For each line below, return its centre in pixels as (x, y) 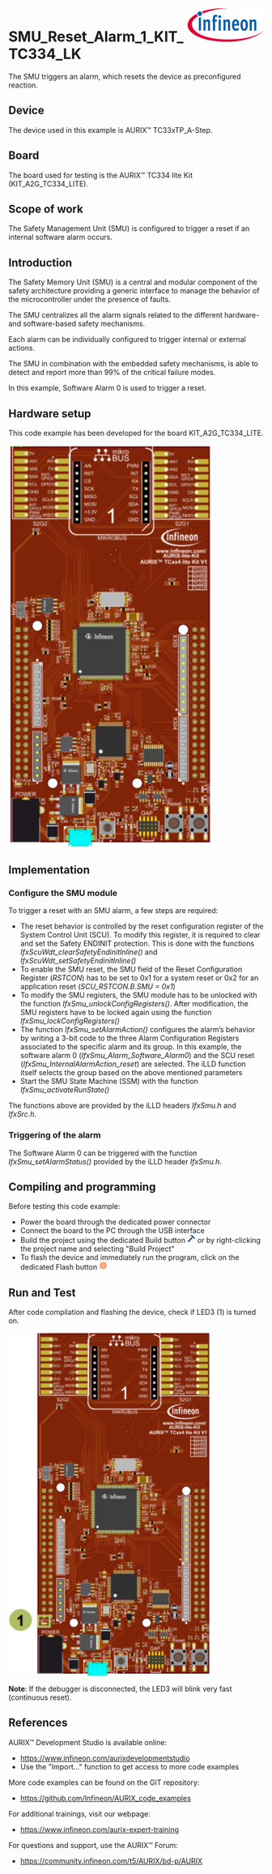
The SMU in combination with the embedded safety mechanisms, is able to (134, 364)
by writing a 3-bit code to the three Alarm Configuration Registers (130, 1038)
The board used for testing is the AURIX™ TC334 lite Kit (100, 175)
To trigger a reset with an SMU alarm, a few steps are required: (113, 911)
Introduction (40, 263)
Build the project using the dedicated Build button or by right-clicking (140, 1240)
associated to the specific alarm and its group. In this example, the (131, 1047)
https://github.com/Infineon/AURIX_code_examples (106, 1798)
